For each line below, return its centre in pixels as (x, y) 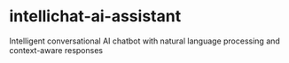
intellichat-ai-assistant (95, 16)
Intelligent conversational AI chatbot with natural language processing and (145, 41)
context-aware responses (56, 50)
